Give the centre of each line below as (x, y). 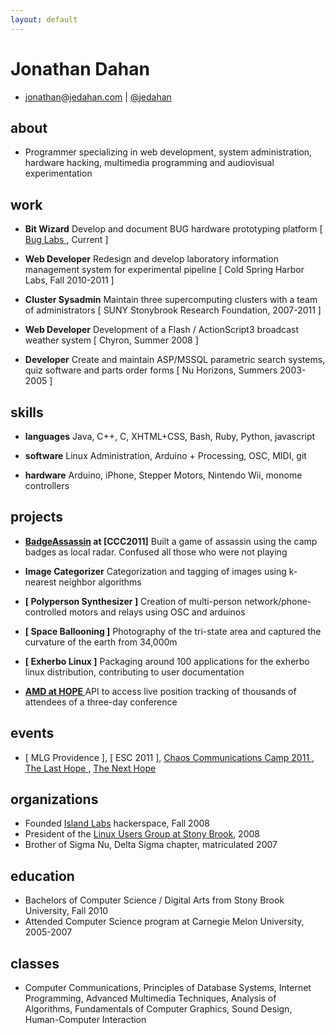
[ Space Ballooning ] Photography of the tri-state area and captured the (173, 631)
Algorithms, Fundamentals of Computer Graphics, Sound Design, (158, 1009)
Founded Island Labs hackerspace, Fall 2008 (117, 823)
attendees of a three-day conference (101, 702)
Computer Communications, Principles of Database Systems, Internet (168, 988)
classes (35, 963)
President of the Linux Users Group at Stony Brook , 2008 (142, 834)
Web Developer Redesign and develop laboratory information (151, 259)
